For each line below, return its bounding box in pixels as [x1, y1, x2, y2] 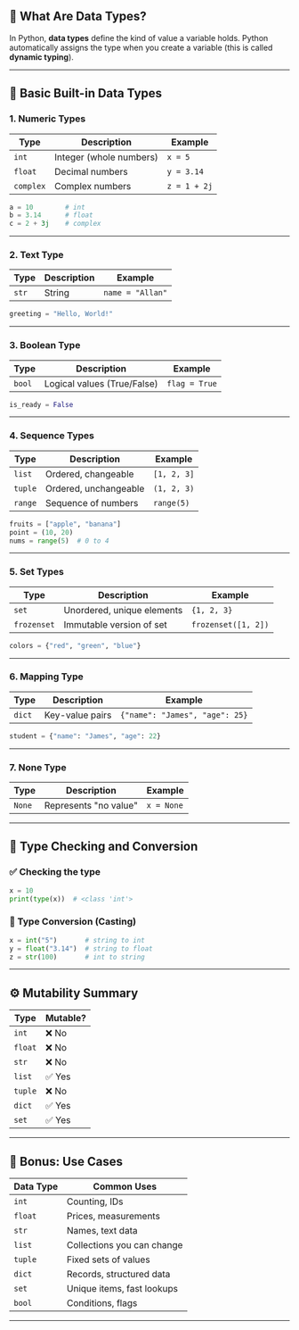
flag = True [166, 378, 218, 388]
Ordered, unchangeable [44, 482, 145, 495]
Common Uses [93, 1180, 158, 1193]
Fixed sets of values [66, 1253, 150, 1266]
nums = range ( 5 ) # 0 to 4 [9, 536, 109, 545]
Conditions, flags [66, 1297, 138, 1309]
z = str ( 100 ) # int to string [9, 952, 145, 961]
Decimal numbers [54, 165, 128, 178]
